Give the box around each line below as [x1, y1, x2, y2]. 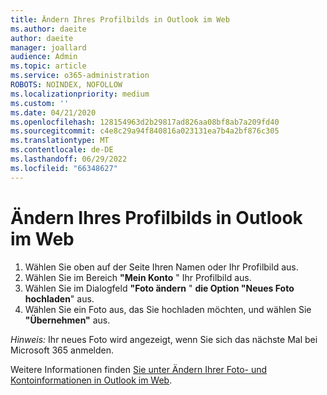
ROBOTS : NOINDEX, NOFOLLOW [10, 80, 123, 90]
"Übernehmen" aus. [24, 314, 111, 326]
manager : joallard [10, 42, 87, 53]
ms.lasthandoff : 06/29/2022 [10, 154, 128, 164]
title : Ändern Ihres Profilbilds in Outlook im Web [10, 14, 230, 25]
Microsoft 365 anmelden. [10, 344, 115, 356]
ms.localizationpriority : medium [10, 89, 150, 99]
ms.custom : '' [10, 98, 70, 108]
